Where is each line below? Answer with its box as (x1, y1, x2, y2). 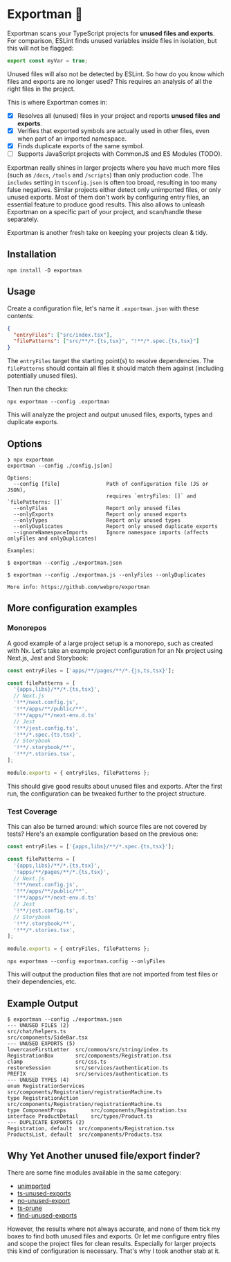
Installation (7, 249, 57, 261)
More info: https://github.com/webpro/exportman (7, 584, 150, 590)
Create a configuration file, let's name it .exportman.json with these (7, 304, 199, 313)
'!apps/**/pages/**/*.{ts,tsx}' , (13, 868, 110, 875)
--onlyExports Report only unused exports (13, 511, 187, 518)
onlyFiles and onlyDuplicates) (7, 535, 98, 542)
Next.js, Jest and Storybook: (7, 654, 89, 662)
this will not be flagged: (7, 44, 74, 52)
